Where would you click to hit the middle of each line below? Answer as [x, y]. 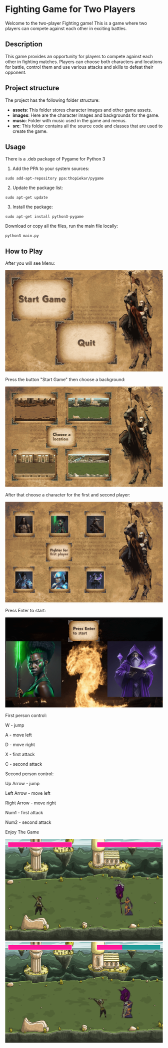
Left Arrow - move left [28, 793]
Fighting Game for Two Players [70, 9]
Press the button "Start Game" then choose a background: [65, 379]
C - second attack [24, 764]
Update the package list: [38, 188]
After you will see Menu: [30, 263]
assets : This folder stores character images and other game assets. [82, 110]
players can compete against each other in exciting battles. [66, 28]
